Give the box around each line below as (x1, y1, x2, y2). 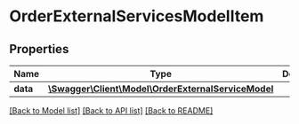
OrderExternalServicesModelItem (9, 6, 264, 27)
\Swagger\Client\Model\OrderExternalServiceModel (47, 82, 274, 95)
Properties (9, 42, 69, 57)
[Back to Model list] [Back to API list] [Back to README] (9, 105, 214, 116)
